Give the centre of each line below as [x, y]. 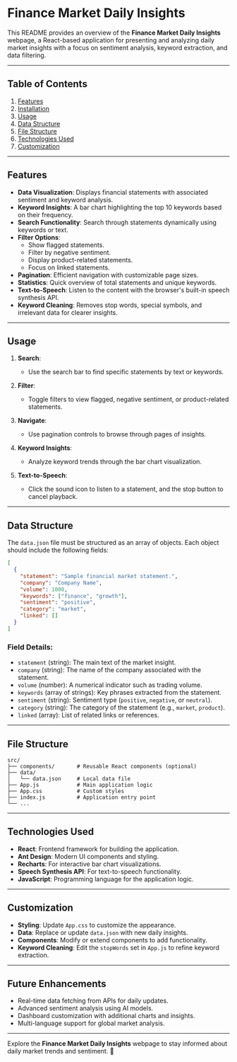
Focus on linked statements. [69, 267]
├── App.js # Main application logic [80, 785]
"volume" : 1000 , [44, 589]
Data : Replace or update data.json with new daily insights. [103, 933]
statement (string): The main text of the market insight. [97, 662]
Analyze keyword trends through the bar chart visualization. [115, 462]
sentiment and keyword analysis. [65, 200]
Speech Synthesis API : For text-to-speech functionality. [99, 871]
